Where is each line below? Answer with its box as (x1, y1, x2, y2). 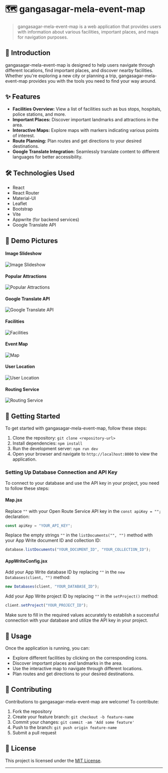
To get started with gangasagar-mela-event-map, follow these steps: (5, 425, 147, 431)
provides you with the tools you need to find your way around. (28, 78, 156, 84)
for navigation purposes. (17, 34, 68, 40)
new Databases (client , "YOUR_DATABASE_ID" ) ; (5, 584, 99, 589)
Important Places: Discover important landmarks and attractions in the (12, 116, 158, 122)
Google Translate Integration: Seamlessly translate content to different (12, 148, 159, 154)
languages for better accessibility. (12, 153, 82, 160)
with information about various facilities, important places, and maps (17, 29, 159, 35)
